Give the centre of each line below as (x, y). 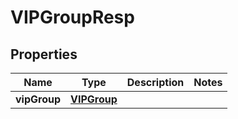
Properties (44, 54)
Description (155, 82)
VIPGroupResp (72, 17)
